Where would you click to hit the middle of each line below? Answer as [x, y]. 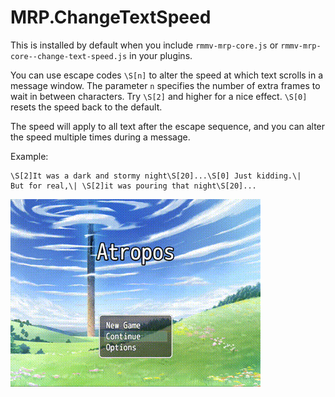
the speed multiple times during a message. [100, 137]
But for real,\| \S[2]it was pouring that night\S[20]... [133, 186]
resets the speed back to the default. [86, 107]
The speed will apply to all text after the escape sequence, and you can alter [168, 126]
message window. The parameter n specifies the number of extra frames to [165, 85]
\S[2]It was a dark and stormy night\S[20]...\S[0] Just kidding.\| [156, 176]
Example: [29, 156]
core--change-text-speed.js [69, 56]
